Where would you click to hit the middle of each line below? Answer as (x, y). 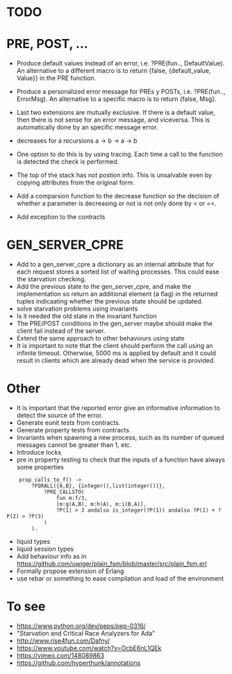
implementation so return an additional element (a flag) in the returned (117, 294)
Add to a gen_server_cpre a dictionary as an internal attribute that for (115, 265)
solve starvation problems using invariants (77, 309)
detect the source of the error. (60, 415)
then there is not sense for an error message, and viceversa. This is (113, 120)
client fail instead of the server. (61, 331)
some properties (40, 467)
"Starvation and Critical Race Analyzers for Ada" (86, 633)
